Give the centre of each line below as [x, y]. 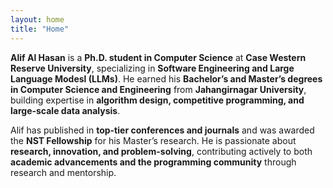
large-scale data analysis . [65, 110]
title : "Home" [40, 29]
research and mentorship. [63, 172]
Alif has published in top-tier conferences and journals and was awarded [162, 130]
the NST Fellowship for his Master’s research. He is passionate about [153, 140]
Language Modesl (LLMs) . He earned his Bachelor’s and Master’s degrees [166, 78]
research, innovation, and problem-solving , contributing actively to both [161, 151]
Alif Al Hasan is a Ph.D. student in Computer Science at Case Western [158, 57]
